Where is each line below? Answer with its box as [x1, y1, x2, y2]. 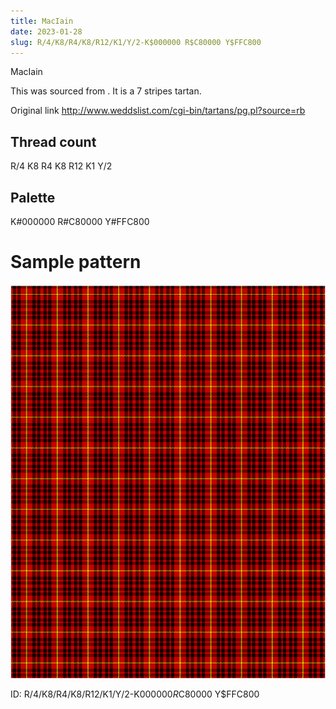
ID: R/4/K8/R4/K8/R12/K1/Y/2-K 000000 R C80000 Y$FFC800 [10, 688, 260, 700]
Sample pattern [10, 251, 142, 274]
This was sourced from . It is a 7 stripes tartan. [10, 85, 202, 97]
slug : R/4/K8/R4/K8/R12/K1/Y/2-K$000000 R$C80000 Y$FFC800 [10, 37, 262, 47]
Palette [10, 189, 56, 206]
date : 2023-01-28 [10, 26, 83, 37]
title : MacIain [10, 16, 74, 26]
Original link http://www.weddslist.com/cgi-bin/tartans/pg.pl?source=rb [10, 105, 306, 117]
